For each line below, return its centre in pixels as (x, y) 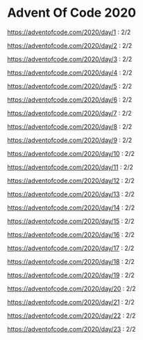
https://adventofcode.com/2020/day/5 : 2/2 (69, 86)
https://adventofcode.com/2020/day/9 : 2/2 (70, 140)
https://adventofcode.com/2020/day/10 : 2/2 (71, 153)
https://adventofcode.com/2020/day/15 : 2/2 (71, 221)
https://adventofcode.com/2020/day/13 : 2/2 (71, 194)
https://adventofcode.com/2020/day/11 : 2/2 (70, 167)
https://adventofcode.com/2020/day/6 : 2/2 (70, 100)
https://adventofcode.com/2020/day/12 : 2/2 (71, 180)
